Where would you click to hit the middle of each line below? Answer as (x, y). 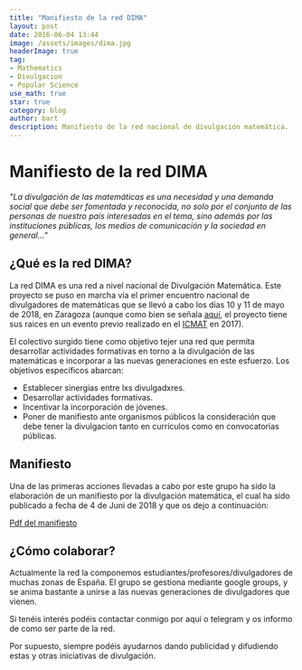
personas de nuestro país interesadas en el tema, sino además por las (141, 216)
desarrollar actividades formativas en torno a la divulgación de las (132, 351)
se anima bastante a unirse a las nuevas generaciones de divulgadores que (150, 592)
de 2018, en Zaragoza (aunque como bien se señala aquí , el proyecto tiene (148, 314)
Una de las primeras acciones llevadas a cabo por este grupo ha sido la (142, 486)
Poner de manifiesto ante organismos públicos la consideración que (149, 416)
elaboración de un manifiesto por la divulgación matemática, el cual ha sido (150, 495)
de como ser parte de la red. (62, 628)
